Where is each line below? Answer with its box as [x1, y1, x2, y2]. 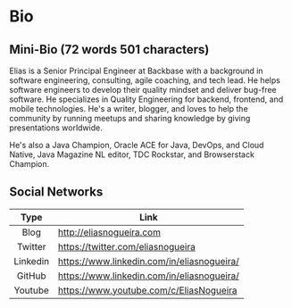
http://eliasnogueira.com [57, 226, 161, 238]
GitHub [16, 270, 46, 282]
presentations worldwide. [9, 122, 103, 133]
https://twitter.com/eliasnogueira [57, 240, 196, 253]
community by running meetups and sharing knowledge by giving [9, 113, 251, 123]
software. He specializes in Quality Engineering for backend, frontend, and [9, 94, 284, 104]
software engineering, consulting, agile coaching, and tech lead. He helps [9, 75, 281, 86]
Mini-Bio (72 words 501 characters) [9, 42, 210, 57]
